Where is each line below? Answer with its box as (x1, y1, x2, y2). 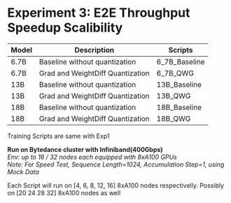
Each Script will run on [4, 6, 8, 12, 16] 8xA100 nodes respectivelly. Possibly (7, 181, 225, 190)
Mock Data (7, 167, 40, 176)
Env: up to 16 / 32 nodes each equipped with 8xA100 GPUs (7, 153, 177, 161)
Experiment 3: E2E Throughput (7, 5, 190, 21)
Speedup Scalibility (7, 20, 123, 36)
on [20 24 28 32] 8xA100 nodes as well (7, 188, 121, 197)
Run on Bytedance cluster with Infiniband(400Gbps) (7, 145, 163, 153)
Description (74, 45, 115, 55)
